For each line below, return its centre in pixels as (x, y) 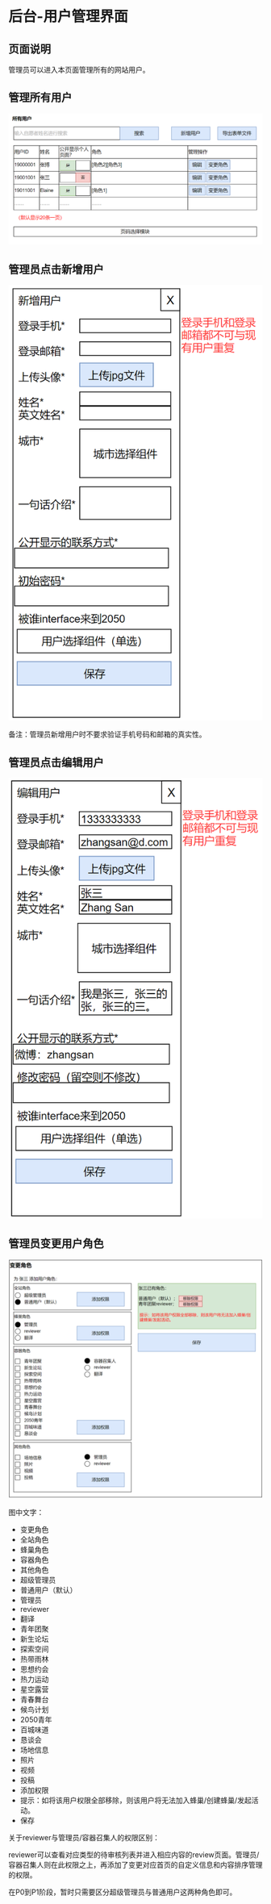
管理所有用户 (40, 98)
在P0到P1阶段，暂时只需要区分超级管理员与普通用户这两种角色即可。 (123, 1892)
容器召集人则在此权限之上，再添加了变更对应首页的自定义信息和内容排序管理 (135, 1865)
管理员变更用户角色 (56, 1243)
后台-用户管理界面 (69, 17)
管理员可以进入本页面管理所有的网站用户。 (79, 70)
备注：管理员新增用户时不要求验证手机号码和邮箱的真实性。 (107, 734)
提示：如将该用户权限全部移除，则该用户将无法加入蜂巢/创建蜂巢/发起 (135, 1801)
